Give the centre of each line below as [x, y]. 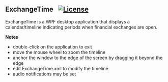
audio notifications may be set [44, 74]
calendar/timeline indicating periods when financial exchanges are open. [81, 27]
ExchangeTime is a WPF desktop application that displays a [67, 21]
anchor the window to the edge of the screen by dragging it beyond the [88, 58]
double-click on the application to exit [52, 47]
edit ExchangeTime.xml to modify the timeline [60, 68]
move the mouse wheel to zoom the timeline [59, 52]
